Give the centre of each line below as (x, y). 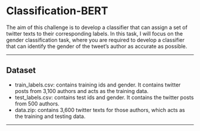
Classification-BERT (57, 11)
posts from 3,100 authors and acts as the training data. (82, 91)
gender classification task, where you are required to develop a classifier (95, 40)
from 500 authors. (37, 103)
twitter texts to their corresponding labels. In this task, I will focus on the (95, 33)
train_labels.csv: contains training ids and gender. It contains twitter (98, 85)
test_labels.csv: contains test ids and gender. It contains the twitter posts (104, 97)
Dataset (21, 70)
